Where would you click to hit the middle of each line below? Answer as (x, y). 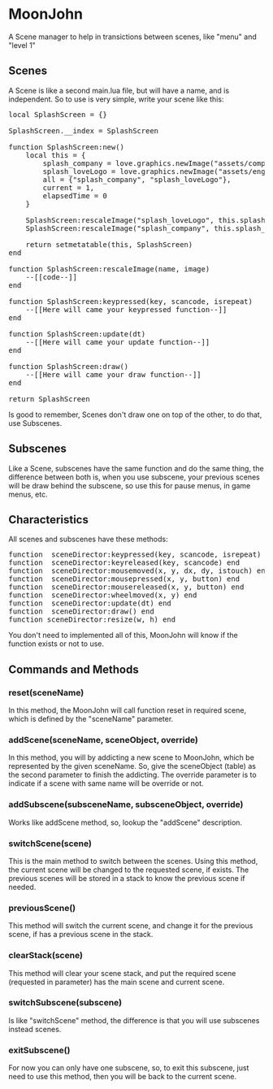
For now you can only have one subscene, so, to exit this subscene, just (129, 1068)
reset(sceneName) (46, 692)
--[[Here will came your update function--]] (118, 342)
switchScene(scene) (50, 844)
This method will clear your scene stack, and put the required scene (122, 973)
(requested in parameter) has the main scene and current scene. (117, 982)
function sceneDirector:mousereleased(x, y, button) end (126, 587)
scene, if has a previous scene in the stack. (81, 935)
